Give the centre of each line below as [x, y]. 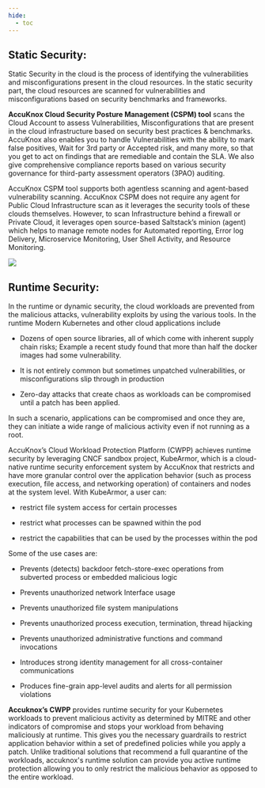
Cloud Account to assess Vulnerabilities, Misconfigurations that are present [131, 123]
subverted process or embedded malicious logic [98, 578]
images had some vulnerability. [70, 355]
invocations [38, 647]
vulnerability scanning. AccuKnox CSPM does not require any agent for [124, 197]
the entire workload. [41, 777]
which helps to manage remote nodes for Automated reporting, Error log [126, 231]
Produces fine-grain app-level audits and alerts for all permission [125, 686]
